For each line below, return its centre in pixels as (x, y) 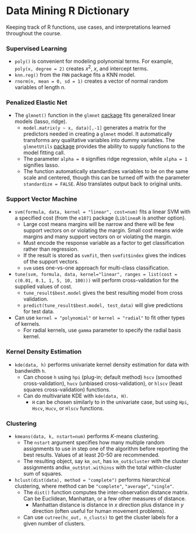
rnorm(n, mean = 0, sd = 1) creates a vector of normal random (91, 81)
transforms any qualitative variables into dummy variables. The (99, 140)
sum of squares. (43, 474)
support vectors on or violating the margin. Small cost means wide (103, 231)
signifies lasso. (41, 165)
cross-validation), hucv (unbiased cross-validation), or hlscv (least (103, 383)
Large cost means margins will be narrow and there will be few (99, 224)
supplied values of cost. (43, 286)
